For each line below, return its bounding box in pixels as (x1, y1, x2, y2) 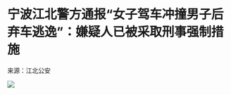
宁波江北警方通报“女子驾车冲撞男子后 (7, 6, 224, 23)
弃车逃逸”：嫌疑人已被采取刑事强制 (7, 24, 211, 40)
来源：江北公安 (7, 66, 51, 75)
